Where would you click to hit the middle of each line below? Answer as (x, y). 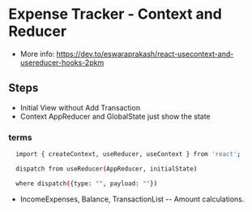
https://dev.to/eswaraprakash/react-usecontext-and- (145, 54)
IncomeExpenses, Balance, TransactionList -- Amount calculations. (132, 199)
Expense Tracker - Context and (115, 14)
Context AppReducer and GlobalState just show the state (115, 116)
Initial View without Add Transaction (80, 107)
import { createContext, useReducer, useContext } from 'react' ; (128, 154)
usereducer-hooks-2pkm (62, 63)
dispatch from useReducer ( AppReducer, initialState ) (107, 169)
